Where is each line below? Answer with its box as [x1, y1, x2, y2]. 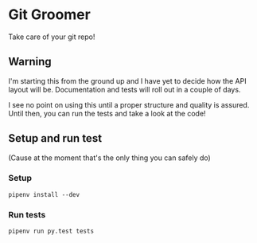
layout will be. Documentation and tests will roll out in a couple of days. [8, 84, 241, 94]
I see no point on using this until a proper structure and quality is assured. [8, 100, 250, 109]
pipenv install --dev [8, 190, 80, 198]
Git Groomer [8, 6, 92, 24]
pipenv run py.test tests [8, 227, 94, 236]
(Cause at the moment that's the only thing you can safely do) [8, 153, 211, 163]
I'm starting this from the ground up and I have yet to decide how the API [8, 76, 247, 85]
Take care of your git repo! [8, 32, 95, 41]
